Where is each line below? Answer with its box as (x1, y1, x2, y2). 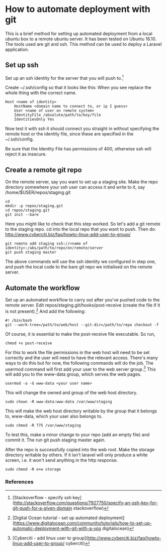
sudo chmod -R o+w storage (5, 467, 61, 472)
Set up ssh (5, 61, 39, 69)
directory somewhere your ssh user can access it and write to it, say (5, 184, 145, 190)
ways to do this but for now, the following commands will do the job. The (5, 360, 154, 366)
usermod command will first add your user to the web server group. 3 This (5, 365, 156, 372)
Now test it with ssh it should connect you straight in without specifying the (5, 126, 160, 132)
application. (5, 46, 29, 52)
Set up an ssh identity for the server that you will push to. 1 (5, 74, 124, 81)
